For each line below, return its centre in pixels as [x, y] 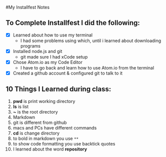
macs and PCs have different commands [55, 127]
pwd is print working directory [44, 101]
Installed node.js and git [37, 51]
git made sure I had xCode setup [54, 56]
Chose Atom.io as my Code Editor [48, 62]
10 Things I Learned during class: [58, 89]
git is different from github [40, 122]
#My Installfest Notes [27, 7]
